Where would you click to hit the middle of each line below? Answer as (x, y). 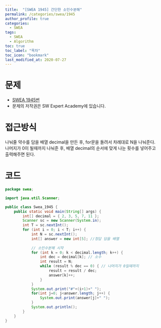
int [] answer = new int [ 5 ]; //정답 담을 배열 (75, 239)
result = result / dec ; (73, 271)
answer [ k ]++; (62, 275)
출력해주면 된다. (20, 154)
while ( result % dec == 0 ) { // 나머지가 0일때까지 (89, 266)
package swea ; (20, 189)
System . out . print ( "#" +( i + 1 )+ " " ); (66, 289)
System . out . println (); (54, 307)
